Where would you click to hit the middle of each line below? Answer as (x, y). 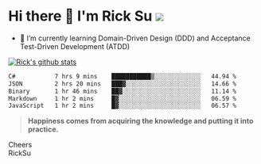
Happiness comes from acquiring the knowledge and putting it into (140, 121)
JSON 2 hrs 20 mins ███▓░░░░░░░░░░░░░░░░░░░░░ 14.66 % (123, 84)
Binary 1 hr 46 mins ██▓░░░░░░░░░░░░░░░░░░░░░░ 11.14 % (123, 91)
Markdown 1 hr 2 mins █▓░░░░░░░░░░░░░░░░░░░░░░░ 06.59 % (123, 98)
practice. (43, 129)
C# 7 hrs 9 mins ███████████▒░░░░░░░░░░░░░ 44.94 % (123, 76)
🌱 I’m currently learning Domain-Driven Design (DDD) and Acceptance (135, 38)
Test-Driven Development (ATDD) (75, 46)
